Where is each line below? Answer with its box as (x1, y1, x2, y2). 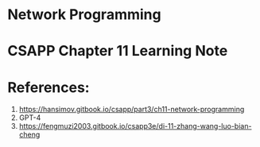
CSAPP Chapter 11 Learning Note (7, 42, 228, 60)
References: (7, 78, 90, 96)
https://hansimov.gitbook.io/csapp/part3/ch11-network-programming (18, 105, 245, 114)
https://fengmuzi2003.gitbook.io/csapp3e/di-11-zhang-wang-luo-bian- (18, 122, 252, 131)
